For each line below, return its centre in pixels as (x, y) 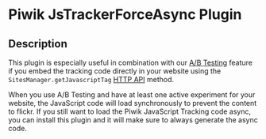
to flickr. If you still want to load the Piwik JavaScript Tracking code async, (130, 111)
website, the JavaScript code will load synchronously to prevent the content (133, 103)
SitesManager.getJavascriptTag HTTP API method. (91, 79)
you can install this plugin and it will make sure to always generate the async (133, 120)
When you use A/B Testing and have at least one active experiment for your (132, 95)
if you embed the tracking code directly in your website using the (115, 71)
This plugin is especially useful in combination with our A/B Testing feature (130, 62)
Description (38, 44)
